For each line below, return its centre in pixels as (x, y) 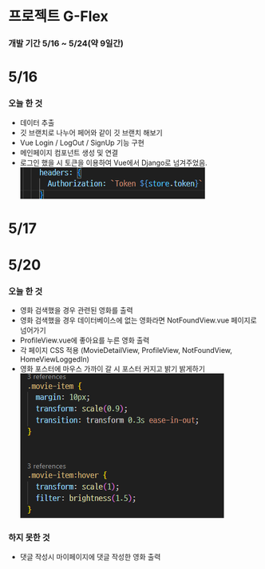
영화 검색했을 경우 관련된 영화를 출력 (76, 311)
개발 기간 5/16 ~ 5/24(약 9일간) (66, 43)
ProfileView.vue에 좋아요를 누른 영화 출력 (85, 340)
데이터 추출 (37, 122)
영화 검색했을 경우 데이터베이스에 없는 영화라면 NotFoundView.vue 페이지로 (138, 320)
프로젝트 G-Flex (59, 16)
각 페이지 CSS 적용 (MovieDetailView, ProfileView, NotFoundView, (126, 351)
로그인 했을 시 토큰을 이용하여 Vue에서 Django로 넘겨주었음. (113, 162)
